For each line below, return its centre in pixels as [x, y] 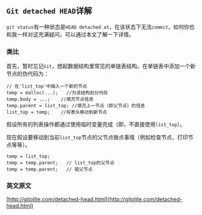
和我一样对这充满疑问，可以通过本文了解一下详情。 [70, 34]
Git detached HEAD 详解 [49, 11]
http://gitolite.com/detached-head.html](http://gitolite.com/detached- [95, 199]
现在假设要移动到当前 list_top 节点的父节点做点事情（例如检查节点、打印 [97, 137]
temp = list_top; [28, 157]
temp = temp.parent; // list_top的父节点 [60, 163]
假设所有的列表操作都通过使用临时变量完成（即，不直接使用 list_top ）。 [96, 124]
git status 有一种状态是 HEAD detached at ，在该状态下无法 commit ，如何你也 [101, 27]
